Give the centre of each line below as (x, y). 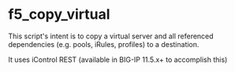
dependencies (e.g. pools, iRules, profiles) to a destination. (104, 44)
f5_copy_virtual (59, 14)
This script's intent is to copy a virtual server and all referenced (111, 36)
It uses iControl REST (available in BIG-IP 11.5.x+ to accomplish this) (118, 59)
